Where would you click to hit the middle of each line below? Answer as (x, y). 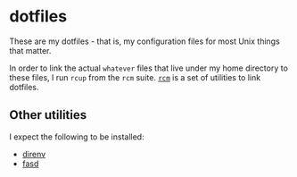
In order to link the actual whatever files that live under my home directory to (148, 68)
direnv (34, 154)
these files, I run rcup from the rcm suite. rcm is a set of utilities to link (135, 77)
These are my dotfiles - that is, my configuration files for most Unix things (145, 41)
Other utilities (48, 115)
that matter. (30, 50)
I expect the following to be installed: (77, 137)
